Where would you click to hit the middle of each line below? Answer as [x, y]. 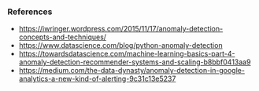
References [30, 12]
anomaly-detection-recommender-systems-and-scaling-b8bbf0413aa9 [135, 62]
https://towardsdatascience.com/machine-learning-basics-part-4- [127, 54]
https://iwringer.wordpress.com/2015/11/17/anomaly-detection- [121, 29]
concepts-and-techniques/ [63, 37]
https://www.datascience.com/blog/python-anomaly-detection [120, 45]
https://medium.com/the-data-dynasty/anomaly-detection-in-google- [132, 71]
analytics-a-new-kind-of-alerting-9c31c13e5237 [97, 79]
